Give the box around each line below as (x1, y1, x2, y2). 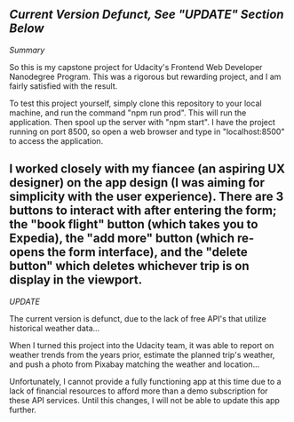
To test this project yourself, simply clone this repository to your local (9, 98, 262, 108)
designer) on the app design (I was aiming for (9, 175, 265, 190)
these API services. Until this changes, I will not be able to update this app (9, 394, 280, 405)
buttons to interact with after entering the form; (9, 203, 277, 219)
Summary (9, 44, 45, 55)
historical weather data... (9, 322, 100, 333)
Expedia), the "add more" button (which (9, 231, 235, 246)
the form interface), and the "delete (47, 244, 248, 260)
